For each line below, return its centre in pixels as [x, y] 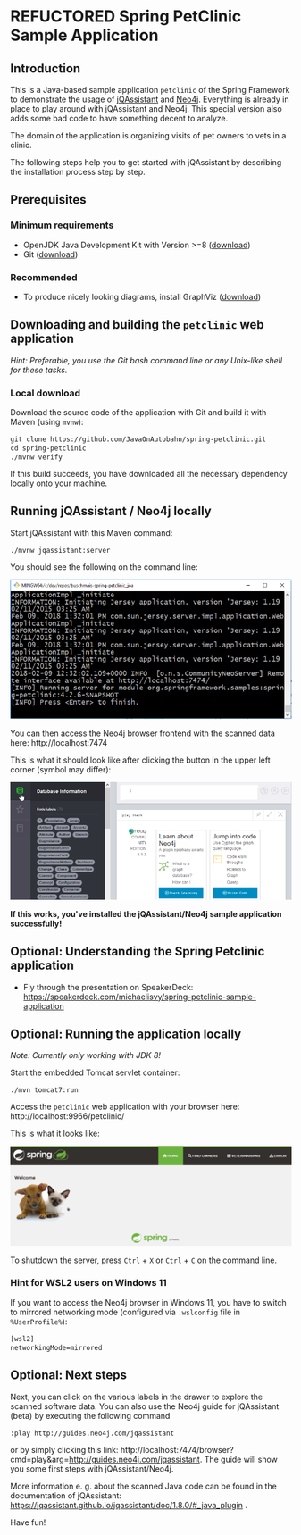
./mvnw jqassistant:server [60, 550]
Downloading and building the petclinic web [137, 325]
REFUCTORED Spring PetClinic [126, 17]
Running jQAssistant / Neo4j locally [111, 511]
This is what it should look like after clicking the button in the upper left [140, 760]
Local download [46, 393]
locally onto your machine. [59, 483]
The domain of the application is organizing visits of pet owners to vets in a [148, 135]
